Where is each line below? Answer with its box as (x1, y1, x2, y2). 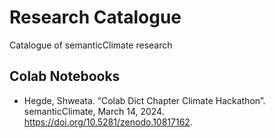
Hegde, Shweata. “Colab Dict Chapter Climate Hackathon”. (23, 94, 266, 106)
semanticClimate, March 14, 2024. (23, 105, 165, 117)
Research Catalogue (9, 6, 182, 29)
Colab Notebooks (9, 68, 121, 85)
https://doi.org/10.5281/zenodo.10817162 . (23, 116, 193, 128)
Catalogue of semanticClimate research (9, 39, 173, 51)
